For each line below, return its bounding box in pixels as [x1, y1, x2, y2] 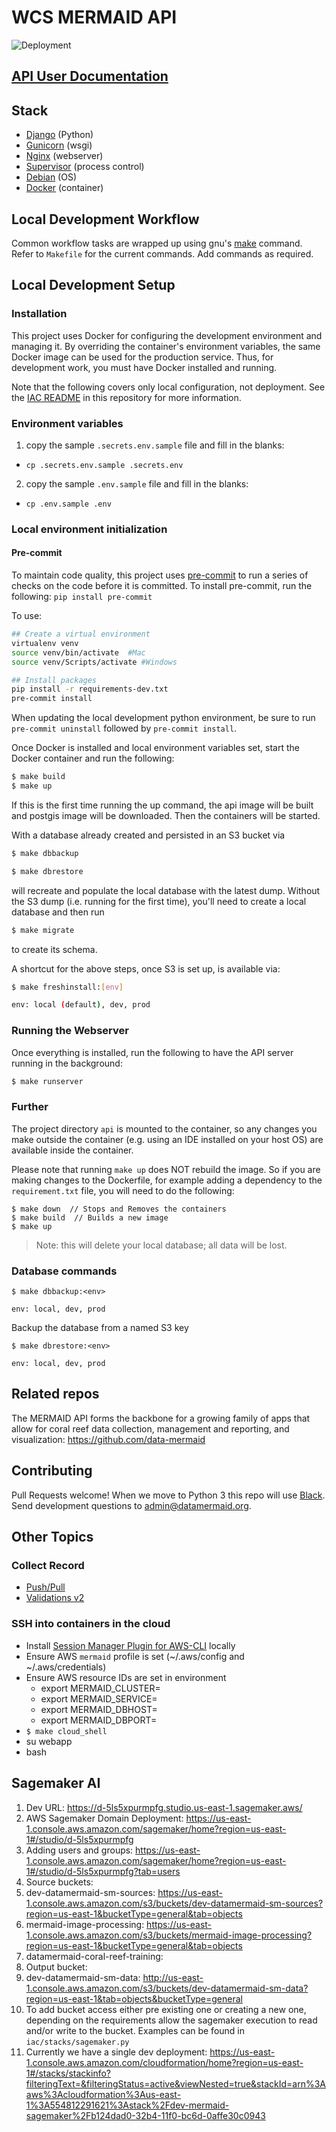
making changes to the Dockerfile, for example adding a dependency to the [11, 1174, 323, 1186]
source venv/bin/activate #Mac [11, 647, 146, 658]
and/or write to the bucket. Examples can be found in [25, 2024, 246, 2036]
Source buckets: [25, 1876, 94, 1888]
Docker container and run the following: [11, 752, 175, 765]
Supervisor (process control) [25, 161, 145, 173]
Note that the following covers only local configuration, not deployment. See [11, 381, 326, 393]
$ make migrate [11, 925, 75, 935]
